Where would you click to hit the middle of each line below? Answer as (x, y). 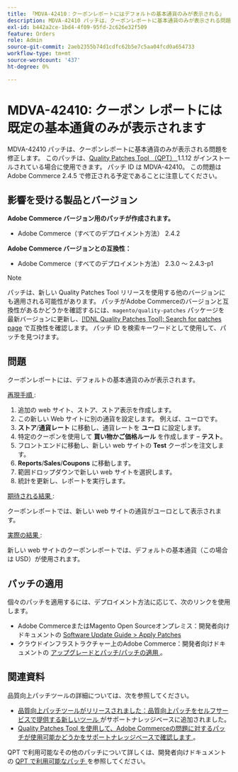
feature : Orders (31, 34)
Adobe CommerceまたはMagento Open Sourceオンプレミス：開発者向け (124, 626)
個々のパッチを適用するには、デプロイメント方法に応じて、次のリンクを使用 (119, 602)
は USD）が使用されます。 (46, 559)
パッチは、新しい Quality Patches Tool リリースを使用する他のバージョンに (117, 292)
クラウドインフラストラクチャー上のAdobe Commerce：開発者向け (115, 644)
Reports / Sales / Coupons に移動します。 (76, 463)
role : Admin (25, 40)
